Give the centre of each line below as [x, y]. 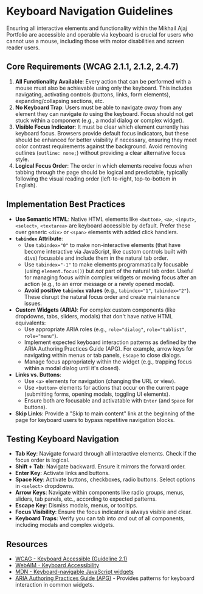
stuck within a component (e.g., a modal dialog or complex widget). [99, 120]
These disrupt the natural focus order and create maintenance [102, 296]
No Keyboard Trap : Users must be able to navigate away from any [98, 107]
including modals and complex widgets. [65, 525]
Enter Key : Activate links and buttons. [62, 473]
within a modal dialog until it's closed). [72, 368]
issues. [33, 303]
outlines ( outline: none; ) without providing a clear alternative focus [100, 152]
